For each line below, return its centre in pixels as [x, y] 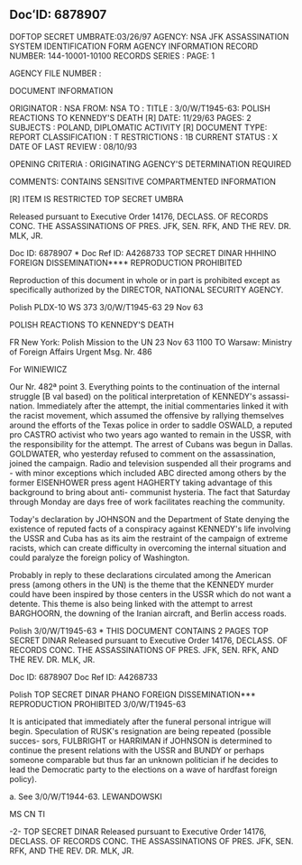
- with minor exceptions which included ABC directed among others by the [148, 473]
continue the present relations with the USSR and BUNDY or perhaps [137, 750]
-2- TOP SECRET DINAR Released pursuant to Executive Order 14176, [138, 831]
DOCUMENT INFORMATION [61, 90]
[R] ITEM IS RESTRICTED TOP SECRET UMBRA [96, 198]
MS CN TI [27, 814]
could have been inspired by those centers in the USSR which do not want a [150, 594]
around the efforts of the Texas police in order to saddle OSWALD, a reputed [151, 425]
